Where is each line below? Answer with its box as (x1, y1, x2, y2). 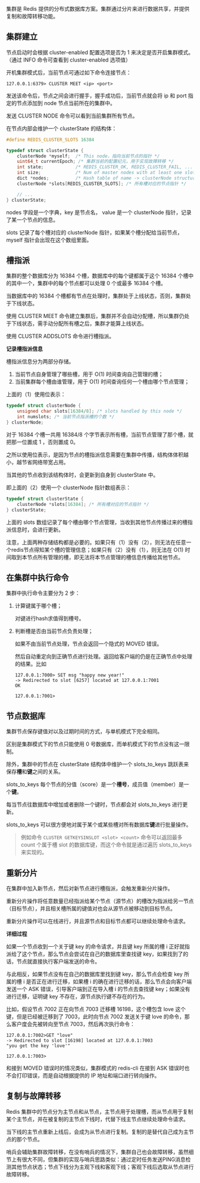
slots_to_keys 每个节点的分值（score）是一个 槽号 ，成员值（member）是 (6, 781, 185, 788)
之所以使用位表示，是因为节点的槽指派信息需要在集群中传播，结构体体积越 (6, 451, 189, 458)
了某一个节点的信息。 (6, 216, 58, 223)
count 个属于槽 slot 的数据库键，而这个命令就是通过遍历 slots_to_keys (20, 841, 192, 848)
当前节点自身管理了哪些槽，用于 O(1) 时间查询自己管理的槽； (14, 370, 164, 378)
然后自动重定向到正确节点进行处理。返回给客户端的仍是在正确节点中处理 (14, 653, 192, 660)
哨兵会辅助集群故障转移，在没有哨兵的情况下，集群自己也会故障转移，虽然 (6, 1148, 189, 1156)
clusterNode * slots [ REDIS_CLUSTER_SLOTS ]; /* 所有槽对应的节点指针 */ (17, 181, 187, 187)
